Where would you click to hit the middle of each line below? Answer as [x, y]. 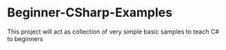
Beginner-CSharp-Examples [90, 13]
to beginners [25, 38]
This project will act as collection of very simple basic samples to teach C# [113, 32]
